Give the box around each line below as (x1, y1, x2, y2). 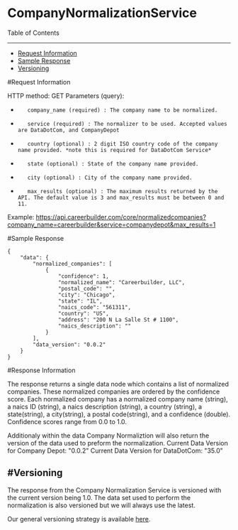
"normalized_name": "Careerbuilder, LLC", (57, 278, 186, 286)
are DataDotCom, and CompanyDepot (17, 126, 120, 134)
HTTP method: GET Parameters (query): (7, 91, 125, 100)
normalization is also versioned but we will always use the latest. (7, 501, 196, 509)
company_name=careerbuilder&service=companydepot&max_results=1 (7, 220, 216, 229)
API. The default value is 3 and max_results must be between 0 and (17, 194, 225, 201)
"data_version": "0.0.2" (33, 341, 106, 348)
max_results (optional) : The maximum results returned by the (27, 188, 218, 195)
